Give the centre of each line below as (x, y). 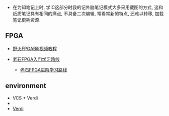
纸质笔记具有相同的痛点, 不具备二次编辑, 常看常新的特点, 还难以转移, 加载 (88, 13)
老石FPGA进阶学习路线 (44, 69)
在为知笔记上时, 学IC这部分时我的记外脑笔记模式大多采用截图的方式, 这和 (88, 7)
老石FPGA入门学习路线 (36, 59)
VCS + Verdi (25, 98)
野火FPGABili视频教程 (35, 48)
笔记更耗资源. (26, 20)
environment (26, 86)
